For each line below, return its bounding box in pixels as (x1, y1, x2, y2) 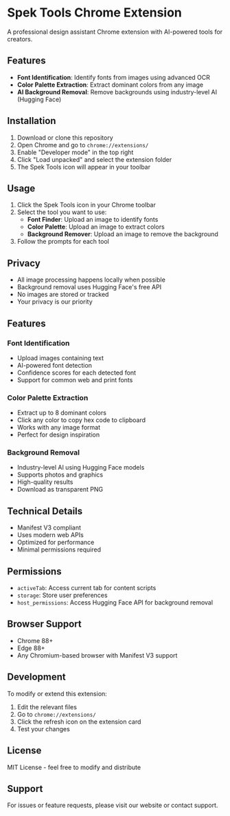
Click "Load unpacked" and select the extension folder (16, 155, 172, 163)
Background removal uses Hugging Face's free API (16, 283, 162, 291)
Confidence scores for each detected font (16, 368, 136, 377)
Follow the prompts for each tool (16, 238, 110, 246)
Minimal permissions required (16, 545, 102, 554)
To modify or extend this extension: (7, 689, 108, 698)
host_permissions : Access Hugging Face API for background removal (16, 598, 214, 607)
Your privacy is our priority (16, 297, 93, 306)
